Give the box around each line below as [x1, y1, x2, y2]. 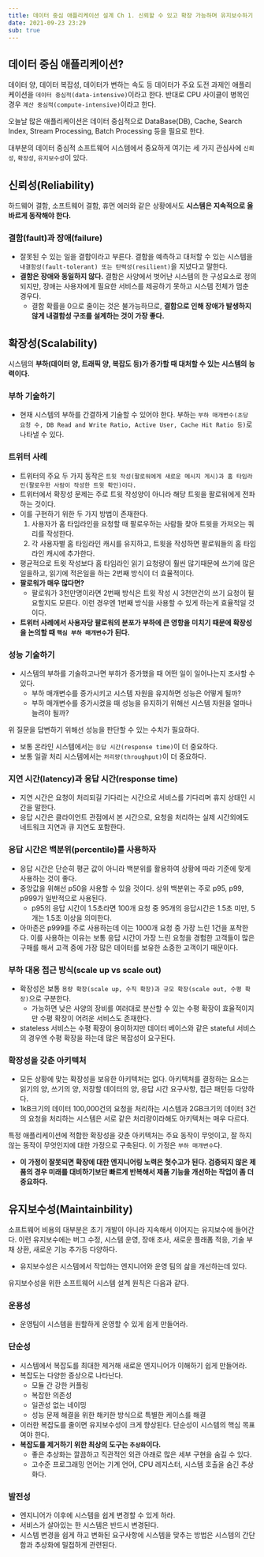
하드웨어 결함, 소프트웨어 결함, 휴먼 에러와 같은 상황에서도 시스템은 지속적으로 [8, 201, 246, 210]
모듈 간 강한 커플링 [31, 1380, 89, 1389]
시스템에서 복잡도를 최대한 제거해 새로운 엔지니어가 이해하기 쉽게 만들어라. [19, 1360, 247, 1370]
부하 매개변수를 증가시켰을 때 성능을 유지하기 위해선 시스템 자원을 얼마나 [31, 699, 253, 707]
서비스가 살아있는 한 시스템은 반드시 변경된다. [19, 1520, 159, 1529]
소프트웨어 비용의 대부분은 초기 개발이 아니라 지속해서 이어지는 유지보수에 [8, 1225, 234, 1234]
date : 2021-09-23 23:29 [8, 19, 87, 27]
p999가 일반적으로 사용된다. [19, 893, 107, 903]
